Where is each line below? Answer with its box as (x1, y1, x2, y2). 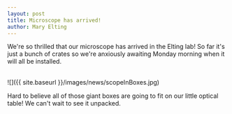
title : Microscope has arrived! (7, 17, 101, 24)
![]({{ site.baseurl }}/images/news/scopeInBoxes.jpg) (7, 78, 159, 87)
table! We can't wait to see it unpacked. (7, 99, 121, 108)
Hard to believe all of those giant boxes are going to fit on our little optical (7, 92, 219, 100)
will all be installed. (7, 57, 61, 66)
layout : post (7, 10, 45, 17)
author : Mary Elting (7, 23, 68, 30)
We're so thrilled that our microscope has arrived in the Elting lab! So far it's (7, 43, 225, 51)
